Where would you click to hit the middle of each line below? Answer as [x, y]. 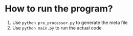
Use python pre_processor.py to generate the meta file [70, 22]
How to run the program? [59, 9]
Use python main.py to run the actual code [57, 27]
